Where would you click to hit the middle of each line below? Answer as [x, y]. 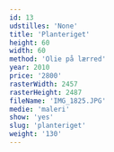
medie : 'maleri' [39, 109]
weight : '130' [36, 134]
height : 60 [30, 42]
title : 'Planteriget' [50, 34]
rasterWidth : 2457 [44, 84]
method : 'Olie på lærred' [57, 59]
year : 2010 [30, 68]
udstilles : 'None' [44, 26]
